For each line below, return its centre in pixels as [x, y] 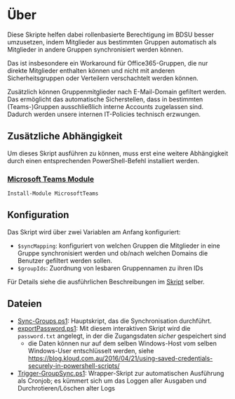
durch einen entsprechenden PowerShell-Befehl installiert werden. [103, 160]
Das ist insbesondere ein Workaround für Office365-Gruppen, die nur [108, 63]
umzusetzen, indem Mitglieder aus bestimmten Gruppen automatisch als [112, 42]
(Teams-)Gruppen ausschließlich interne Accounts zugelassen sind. [105, 106]
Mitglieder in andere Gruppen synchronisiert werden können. [95, 49]
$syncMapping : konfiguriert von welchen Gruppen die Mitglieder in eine [119, 246]
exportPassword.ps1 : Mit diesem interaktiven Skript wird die [104, 328]
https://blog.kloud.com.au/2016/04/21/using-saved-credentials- [120, 358]
